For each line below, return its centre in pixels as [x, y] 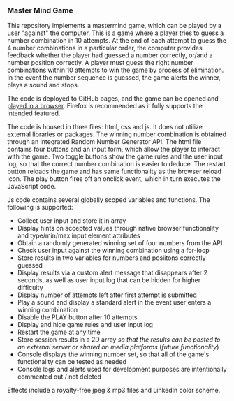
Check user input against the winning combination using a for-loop [113, 251]
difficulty [30, 288]
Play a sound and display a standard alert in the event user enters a [114, 302]
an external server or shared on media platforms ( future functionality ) [118, 347]
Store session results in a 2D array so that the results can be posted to [119, 340]
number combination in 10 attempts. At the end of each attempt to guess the [117, 41]
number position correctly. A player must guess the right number [100, 63]
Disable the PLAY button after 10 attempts [77, 317]
